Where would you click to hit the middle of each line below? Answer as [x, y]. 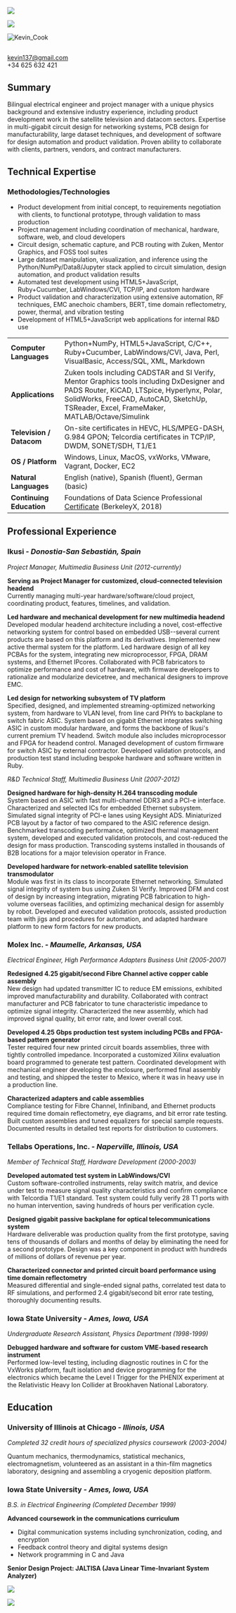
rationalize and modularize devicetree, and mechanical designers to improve [118, 676]
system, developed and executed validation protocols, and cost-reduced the [118, 838]
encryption [33, 1540]
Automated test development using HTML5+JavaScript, [98, 281]
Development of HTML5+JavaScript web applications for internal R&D [118, 319]
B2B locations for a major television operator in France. [87, 853]
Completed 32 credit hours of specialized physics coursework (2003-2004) [117, 1443]
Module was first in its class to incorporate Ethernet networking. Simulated [115, 881]
